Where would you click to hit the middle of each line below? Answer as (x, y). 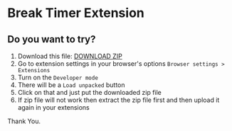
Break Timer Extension (76, 13)
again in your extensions (54, 107)
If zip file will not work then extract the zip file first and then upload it (118, 100)
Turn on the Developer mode (58, 77)
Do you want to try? (52, 39)
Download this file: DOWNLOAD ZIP (70, 56)
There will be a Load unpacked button (72, 85)
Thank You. (24, 121)
